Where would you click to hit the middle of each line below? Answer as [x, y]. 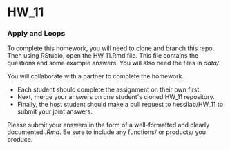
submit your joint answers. [55, 111]
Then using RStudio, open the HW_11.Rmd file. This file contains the [103, 56]
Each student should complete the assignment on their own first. [109, 89]
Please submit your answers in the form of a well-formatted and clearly [108, 125]
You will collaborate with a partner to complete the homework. [96, 76]
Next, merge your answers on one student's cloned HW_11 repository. [116, 97]
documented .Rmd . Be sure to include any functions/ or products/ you [106, 132]
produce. [20, 140]
